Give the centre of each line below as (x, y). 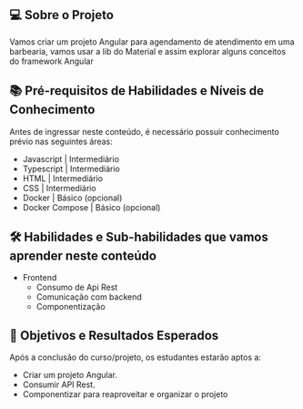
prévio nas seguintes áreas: (61, 141)
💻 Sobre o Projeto (61, 15)
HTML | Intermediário (62, 178)
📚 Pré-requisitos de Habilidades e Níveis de (137, 91)
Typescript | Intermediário (71, 169)
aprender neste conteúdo (83, 256)
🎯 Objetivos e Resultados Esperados (114, 335)
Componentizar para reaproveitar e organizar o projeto (125, 394)
